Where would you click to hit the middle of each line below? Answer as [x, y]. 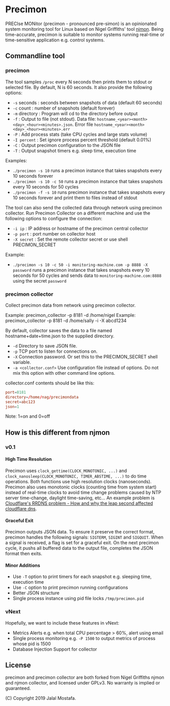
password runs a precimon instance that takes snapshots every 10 [81, 270]
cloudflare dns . [21, 508]
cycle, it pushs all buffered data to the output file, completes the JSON [79, 548]
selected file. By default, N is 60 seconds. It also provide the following [79, 87]
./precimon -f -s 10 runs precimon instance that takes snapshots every [89, 192]
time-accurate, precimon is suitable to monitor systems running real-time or [85, 34]
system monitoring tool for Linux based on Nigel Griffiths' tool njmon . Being [84, 29]
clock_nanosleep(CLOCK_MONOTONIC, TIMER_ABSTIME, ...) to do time [76, 476]
